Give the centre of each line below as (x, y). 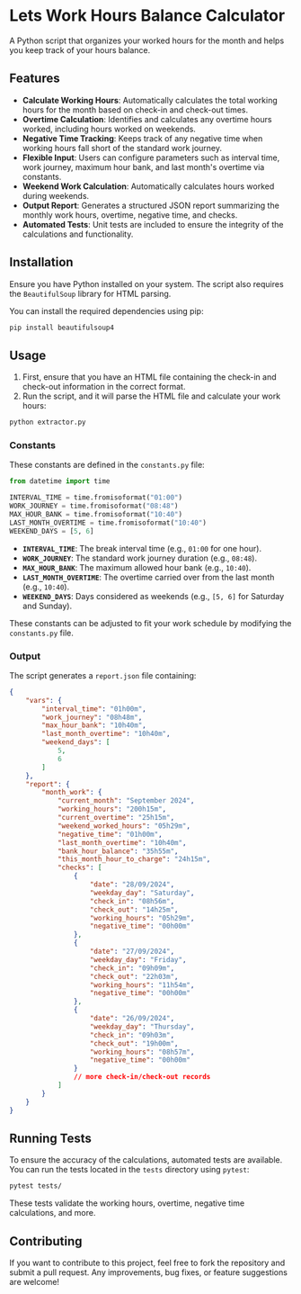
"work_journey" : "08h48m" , (92, 717)
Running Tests (50, 1138)
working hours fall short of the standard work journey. (122, 148)
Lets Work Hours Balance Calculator (147, 16)
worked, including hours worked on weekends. (109, 129)
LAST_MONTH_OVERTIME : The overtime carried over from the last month (148, 577)
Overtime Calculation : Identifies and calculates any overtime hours (147, 119)
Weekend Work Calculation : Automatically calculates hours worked (148, 186)
